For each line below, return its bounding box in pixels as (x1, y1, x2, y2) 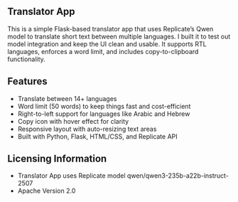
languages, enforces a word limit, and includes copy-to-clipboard (7, 47, 199, 55)
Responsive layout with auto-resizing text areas (17, 124, 157, 133)
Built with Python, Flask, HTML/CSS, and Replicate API (17, 132, 178, 141)
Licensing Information (7, 153, 107, 165)
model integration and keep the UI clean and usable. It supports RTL (7, 39, 207, 48)
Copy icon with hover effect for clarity (17, 117, 129, 125)
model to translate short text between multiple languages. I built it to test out (7, 32, 231, 41)
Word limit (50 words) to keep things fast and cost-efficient (17, 102, 191, 110)
